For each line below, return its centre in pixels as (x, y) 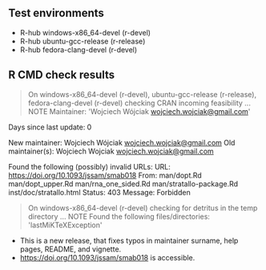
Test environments (56, 13)
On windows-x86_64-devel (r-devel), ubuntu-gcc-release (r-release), (142, 94)
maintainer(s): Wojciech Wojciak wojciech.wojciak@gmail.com (111, 151)
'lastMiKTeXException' (65, 225)
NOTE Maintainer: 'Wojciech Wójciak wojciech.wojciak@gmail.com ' (139, 111)
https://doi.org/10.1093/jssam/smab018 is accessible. (107, 257)
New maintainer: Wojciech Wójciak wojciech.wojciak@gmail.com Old (122, 142)
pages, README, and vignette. (71, 249)
